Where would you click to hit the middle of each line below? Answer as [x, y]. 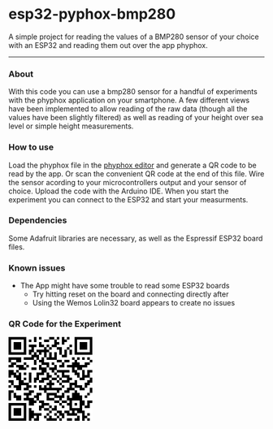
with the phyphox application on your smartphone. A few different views [129, 100]
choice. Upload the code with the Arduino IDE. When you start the [119, 191]
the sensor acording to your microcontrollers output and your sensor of [128, 182]
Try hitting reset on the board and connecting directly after [130, 294]
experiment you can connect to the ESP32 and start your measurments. [128, 199]
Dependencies [38, 220]
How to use [31, 147]
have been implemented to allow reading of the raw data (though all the [128, 109]
